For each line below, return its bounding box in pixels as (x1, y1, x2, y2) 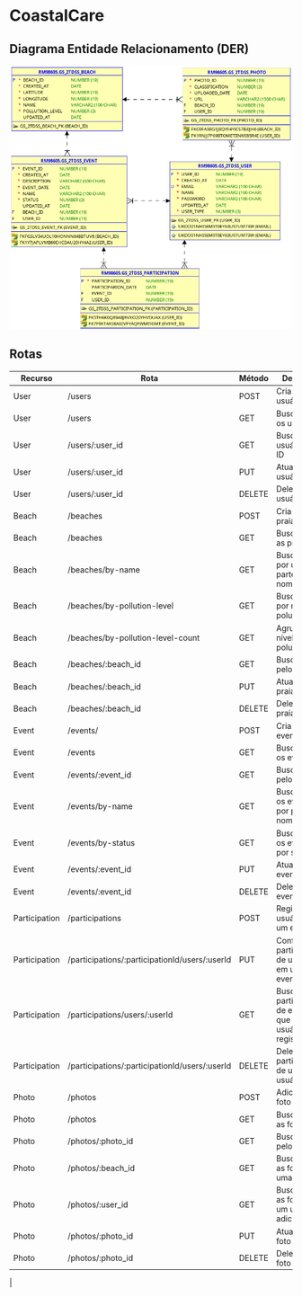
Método (238, 373, 270, 384)
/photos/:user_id (67, 1199, 129, 1210)
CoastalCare (9, 5, 105, 26)
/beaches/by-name (67, 564, 141, 575)
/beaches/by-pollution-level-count (67, 632, 200, 643)
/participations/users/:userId (67, 1009, 173, 1020)
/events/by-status (67, 837, 136, 848)
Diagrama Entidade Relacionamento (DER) (9, 41, 250, 57)
